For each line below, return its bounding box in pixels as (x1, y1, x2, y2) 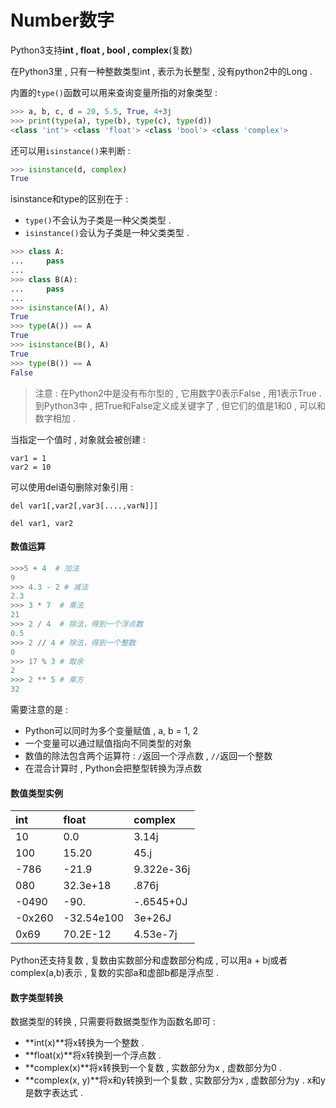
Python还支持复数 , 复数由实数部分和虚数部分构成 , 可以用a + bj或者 (10, 954, 288, 966)
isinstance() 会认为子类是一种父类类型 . (24, 227, 190, 239)
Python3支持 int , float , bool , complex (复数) (10, 44, 193, 56)
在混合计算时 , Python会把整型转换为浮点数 (24, 762, 203, 775)
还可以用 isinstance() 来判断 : (10, 144, 131, 156)
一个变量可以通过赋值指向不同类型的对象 (24, 737, 192, 750)
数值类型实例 (10, 787, 63, 799)
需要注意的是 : (10, 704, 68, 716)
